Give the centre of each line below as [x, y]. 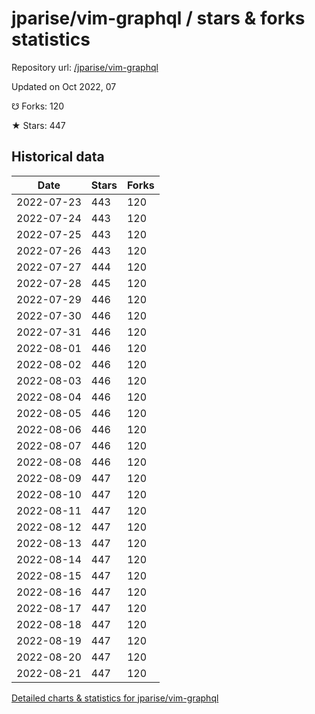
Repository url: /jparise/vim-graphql [85, 67]
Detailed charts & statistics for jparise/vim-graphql [115, 698]
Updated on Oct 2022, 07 [64, 86]
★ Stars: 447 [38, 125]
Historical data [58, 157]
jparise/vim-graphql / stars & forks [158, 18]
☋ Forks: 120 [38, 106]
